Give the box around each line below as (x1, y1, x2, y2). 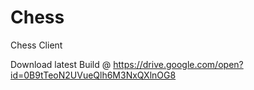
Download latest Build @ (10, 58, 112, 70)
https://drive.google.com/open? (113, 58, 244, 70)
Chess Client (10, 39, 63, 51)
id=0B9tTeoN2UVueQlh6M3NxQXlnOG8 (10, 69, 177, 81)
